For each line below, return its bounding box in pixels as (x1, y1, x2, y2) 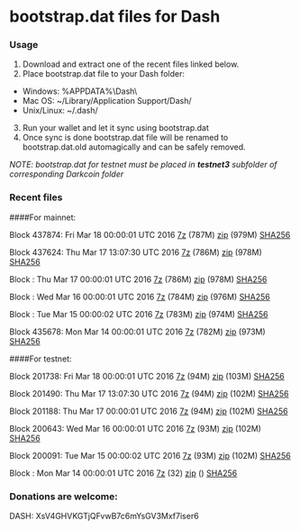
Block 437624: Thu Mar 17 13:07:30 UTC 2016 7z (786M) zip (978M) (9, 246, 263, 258)
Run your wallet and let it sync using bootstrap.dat (22, 123, 210, 133)
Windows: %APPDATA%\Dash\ (22, 86, 138, 96)
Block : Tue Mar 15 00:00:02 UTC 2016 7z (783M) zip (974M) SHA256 (9, 308, 268, 319)
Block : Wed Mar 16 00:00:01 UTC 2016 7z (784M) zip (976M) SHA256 (9, 291, 270, 302)
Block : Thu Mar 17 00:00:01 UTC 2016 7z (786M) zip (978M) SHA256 (9, 273, 268, 285)
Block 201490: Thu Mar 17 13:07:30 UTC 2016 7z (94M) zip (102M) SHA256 (9, 388, 289, 398)
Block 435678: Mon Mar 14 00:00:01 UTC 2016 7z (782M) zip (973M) (9, 326, 266, 337)
